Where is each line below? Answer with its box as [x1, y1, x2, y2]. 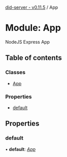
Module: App [5, 22, 61, 34]
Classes [5, 69, 26, 76]
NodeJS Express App [5, 39, 50, 45]
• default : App [5, 146, 36, 152]
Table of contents [5, 53, 62, 62]
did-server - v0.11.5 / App [5, 5, 58, 10]
